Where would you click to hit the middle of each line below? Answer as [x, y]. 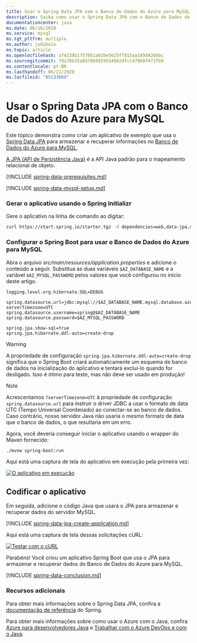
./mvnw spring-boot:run [35, 450]
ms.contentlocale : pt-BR [36, 66]
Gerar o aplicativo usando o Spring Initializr [69, 203]
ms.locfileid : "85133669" [38, 77]
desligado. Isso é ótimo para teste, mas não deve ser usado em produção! [96, 374]
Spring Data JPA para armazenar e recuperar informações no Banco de [92, 141]
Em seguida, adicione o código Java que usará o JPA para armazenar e [92, 506]
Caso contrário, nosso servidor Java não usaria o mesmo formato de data [95, 416]
